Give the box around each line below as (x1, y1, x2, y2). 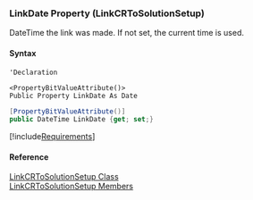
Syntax (9, 47, 37, 58)
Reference (9, 151, 49, 162)
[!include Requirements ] (9, 131, 96, 142)
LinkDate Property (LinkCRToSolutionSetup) (9, 7, 206, 20)
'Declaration (9, 68, 58, 77)
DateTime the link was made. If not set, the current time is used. (9, 28, 244, 38)
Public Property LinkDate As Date (9, 91, 139, 100)
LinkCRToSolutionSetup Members (9, 181, 134, 192)
